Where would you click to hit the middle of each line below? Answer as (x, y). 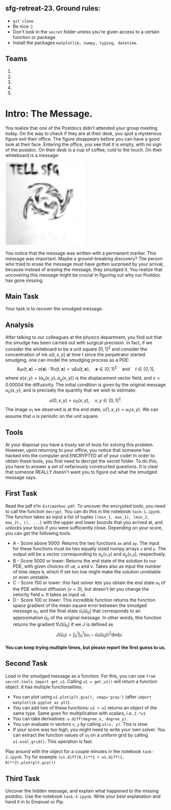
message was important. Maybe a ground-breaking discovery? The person (84, 258)
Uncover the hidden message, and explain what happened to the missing (82, 791)
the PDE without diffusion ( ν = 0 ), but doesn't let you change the (81, 589)
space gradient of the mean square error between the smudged (80, 606)
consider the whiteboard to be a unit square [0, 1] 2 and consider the (76, 349)
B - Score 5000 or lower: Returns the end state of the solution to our (84, 561)
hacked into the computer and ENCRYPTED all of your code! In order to (80, 455)
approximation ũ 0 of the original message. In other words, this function (87, 618)
